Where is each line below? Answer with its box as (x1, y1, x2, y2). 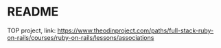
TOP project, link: (7, 26, 56, 34)
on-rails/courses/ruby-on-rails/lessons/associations (7, 33, 154, 41)
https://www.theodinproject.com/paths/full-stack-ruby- (57, 26, 214, 34)
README (7, 4, 59, 20)
